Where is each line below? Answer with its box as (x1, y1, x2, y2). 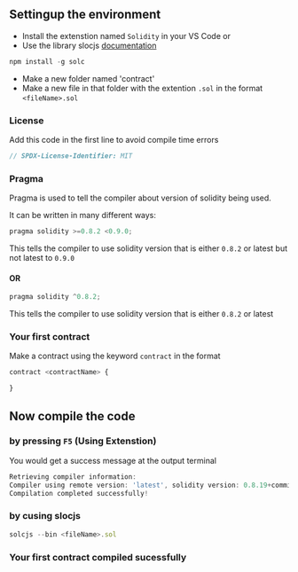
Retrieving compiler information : (9, 472, 137, 482)
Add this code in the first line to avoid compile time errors (9, 134, 219, 145)
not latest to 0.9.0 (9, 253, 75, 263)
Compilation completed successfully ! (9, 489, 149, 498)
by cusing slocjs (9, 510, 82, 522)
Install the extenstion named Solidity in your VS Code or (21, 30, 231, 41)
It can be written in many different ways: (9, 210, 157, 221)
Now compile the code (9, 408, 136, 424)
